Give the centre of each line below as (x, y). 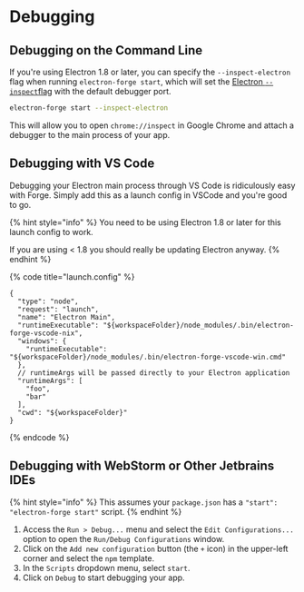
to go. (20, 204)
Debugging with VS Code (82, 164)
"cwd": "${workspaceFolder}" (73, 412)
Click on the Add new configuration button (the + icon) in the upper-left (155, 548)
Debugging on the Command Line (106, 50)
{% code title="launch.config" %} (72, 276)
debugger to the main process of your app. (90, 134)
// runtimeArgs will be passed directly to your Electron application (154, 373)
